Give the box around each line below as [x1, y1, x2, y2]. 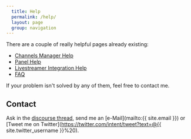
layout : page [11, 19, 43, 25]
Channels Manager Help [14, 52, 73, 59]
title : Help [11, 8, 41, 15]
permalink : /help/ [11, 14, 57, 20]
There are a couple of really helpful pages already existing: [6, 41, 149, 48]
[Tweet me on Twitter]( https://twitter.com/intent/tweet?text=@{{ [6, 121, 162, 128]
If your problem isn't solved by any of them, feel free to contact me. [6, 82, 170, 89]
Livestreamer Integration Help [14, 65, 87, 72]
